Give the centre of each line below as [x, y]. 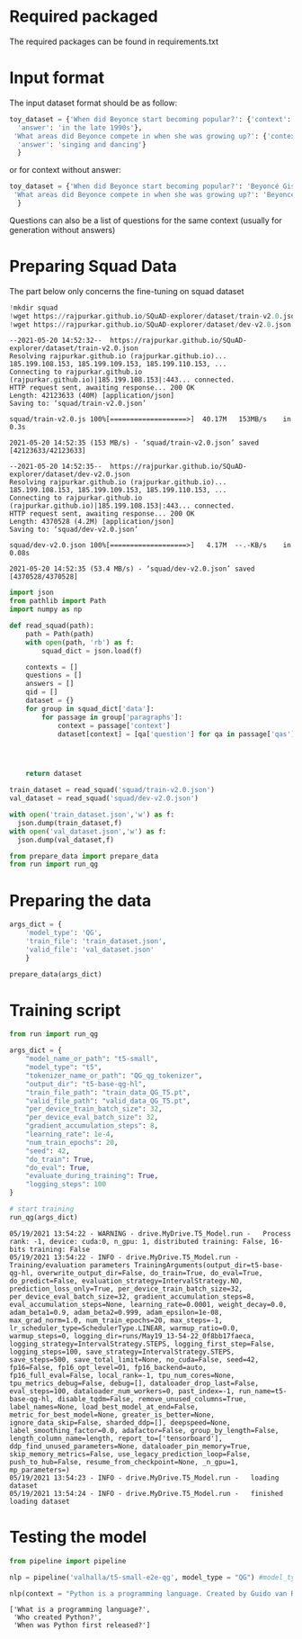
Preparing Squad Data [93, 266]
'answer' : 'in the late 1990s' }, [80, 128]
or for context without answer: [65, 170]
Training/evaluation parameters [70, 1265]
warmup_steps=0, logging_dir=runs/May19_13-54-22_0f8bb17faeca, [132, 1336]
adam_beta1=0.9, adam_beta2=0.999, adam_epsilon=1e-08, [116, 1312]
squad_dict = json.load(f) [92, 651]
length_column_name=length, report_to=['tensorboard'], [116, 1438]
